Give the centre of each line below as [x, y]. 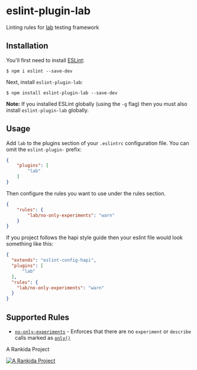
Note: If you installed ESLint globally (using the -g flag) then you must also [97, 104]
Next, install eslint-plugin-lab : [44, 82]
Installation [27, 46]
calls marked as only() [43, 338]
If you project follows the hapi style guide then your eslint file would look [95, 237]
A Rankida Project [28, 349]
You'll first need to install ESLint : [45, 60]
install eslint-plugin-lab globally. [47, 110]
